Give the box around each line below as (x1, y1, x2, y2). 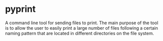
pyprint (5, 3, 36, 15)
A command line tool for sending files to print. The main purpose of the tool (5, 20, 159, 26)
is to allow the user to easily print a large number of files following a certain (5, 25, 158, 31)
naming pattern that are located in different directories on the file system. (5, 30, 154, 36)
